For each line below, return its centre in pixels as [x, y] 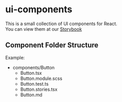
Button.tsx [31, 73]
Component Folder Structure [52, 45]
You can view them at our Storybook [44, 29]
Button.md [31, 95]
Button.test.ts [34, 84]
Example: [15, 57]
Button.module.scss [41, 78]
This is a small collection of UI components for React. [61, 24]
